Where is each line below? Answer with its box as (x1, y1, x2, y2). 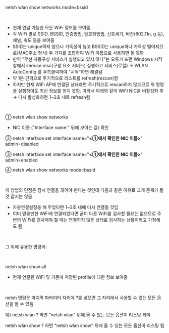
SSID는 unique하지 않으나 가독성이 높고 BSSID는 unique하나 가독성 (12, 44, 146, 50)
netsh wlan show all (5, 264, 46, 270)
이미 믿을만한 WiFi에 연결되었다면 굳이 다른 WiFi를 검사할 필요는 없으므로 (12, 211, 156, 217)
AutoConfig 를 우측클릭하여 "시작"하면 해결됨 (12, 69, 102, 75)
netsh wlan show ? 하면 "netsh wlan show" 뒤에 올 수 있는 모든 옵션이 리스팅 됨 (5, 322, 164, 328)
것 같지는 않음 (5, 193, 33, 199)
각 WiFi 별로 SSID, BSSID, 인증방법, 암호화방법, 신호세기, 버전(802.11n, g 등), (12, 31, 164, 37)
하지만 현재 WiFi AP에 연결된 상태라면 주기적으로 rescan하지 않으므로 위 (12, 81, 155, 88)
